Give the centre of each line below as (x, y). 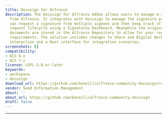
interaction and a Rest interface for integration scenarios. (75, 42)
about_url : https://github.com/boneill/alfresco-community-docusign (78, 97)
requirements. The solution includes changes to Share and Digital (81, 38)
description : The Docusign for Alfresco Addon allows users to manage (80, 14)
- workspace (17, 74)
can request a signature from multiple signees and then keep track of (85, 24)
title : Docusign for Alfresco (37, 10)
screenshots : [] (22, 47)
